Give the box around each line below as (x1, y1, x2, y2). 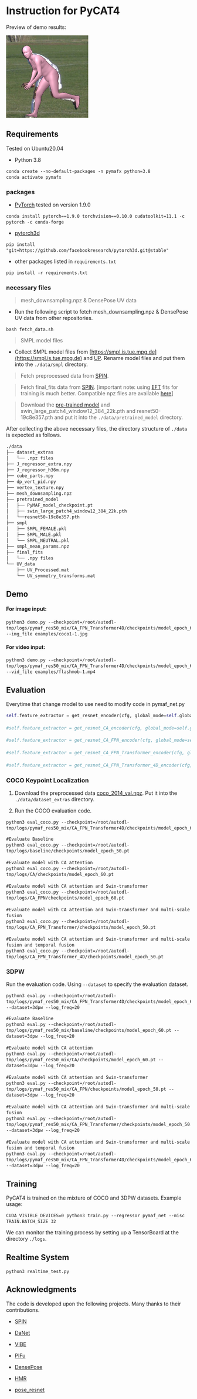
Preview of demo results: (6, 24, 66, 31)
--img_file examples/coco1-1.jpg (6, 631, 88, 637)
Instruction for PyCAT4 (6, 4, 120, 18)
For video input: (6, 643, 46, 651)
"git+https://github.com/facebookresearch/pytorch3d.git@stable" (6, 248, 169, 254)
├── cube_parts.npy (6, 473, 54, 479)
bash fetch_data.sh (6, 327, 54, 333)
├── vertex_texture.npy (6, 485, 64, 491)
